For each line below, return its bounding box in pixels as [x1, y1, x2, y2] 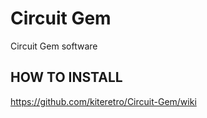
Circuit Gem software [10, 40, 98, 52]
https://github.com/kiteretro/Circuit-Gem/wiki [10, 95, 197, 107]
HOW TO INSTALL [10, 69, 123, 86]
